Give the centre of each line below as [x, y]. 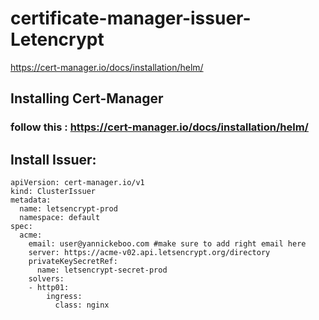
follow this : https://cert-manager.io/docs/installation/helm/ [159, 127]
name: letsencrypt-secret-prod [102, 270]
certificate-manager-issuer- [131, 18]
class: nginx [82, 305]
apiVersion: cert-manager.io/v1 [77, 183]
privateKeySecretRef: [73, 262]
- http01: [49, 288]
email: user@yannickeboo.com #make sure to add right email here [167, 244]
